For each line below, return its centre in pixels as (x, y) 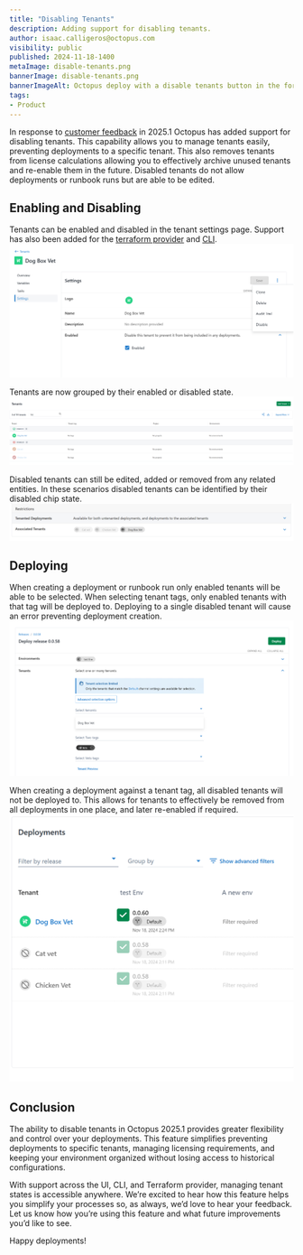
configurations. (37, 1167)
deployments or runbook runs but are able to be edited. (112, 180)
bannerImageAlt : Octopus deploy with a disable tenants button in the (145, 86)
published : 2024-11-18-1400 (62, 57)
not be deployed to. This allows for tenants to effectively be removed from (147, 800)
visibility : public (46, 48)
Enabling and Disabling (75, 208)
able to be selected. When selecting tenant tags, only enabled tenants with (148, 597)
